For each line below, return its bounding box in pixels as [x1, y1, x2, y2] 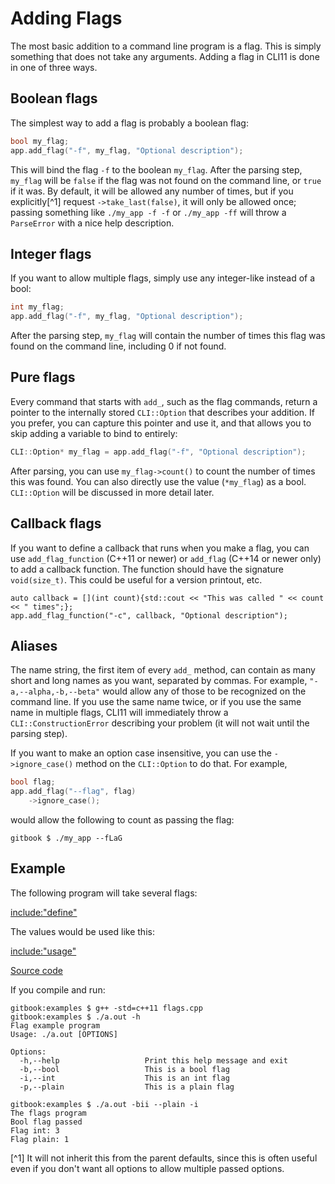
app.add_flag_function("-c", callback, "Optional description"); [10, 610, 288, 621]
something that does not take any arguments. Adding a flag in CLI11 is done [10, 50, 320, 62]
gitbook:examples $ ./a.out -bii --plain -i [10, 1099, 199, 1109]
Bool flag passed [10, 1117, 83, 1127]
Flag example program [10, 1020, 101, 1031]
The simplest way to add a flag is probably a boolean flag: [10, 117, 249, 129]
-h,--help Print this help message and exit [19, 1055, 288, 1066]
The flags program [10, 1108, 87, 1118]
